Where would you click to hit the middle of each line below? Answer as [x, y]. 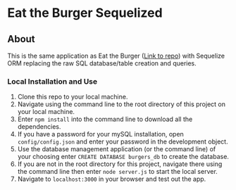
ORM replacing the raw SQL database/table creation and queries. [102, 63]
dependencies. [39, 127]
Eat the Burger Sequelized [85, 13]
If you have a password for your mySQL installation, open [101, 134]
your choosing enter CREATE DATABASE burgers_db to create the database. [123, 157]
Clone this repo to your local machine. [73, 97]
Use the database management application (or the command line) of [117, 149]
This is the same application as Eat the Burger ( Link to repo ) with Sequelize [116, 56]
